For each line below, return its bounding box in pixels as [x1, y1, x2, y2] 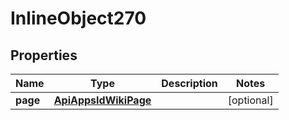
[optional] [227, 93, 274, 107]
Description [161, 77, 218, 90]
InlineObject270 [10, 7, 147, 30]
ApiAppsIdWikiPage [53, 93, 152, 107]
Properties [10, 47, 78, 64]
